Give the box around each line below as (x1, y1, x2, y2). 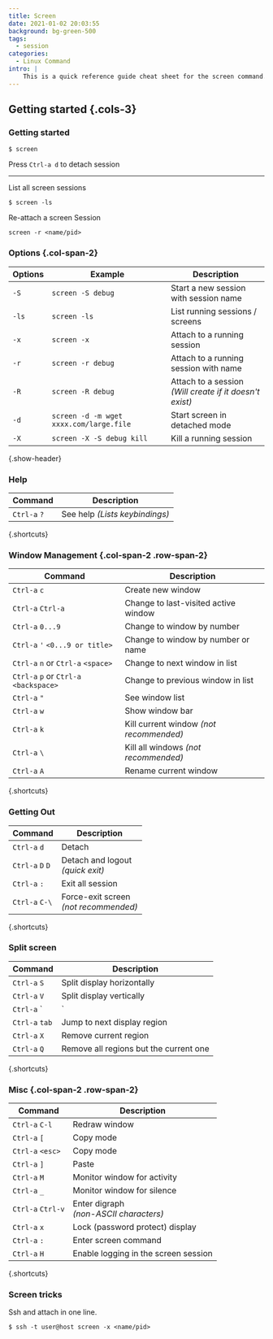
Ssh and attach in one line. (8, 1307, 97, 1317)
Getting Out (8, 806, 55, 818)
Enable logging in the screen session (72, 1248, 213, 1259)
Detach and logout (61, 854, 132, 866)
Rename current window (124, 765, 218, 776)
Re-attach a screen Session (8, 213, 102, 223)
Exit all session (61, 877, 118, 889)
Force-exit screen (61, 891, 131, 902)
